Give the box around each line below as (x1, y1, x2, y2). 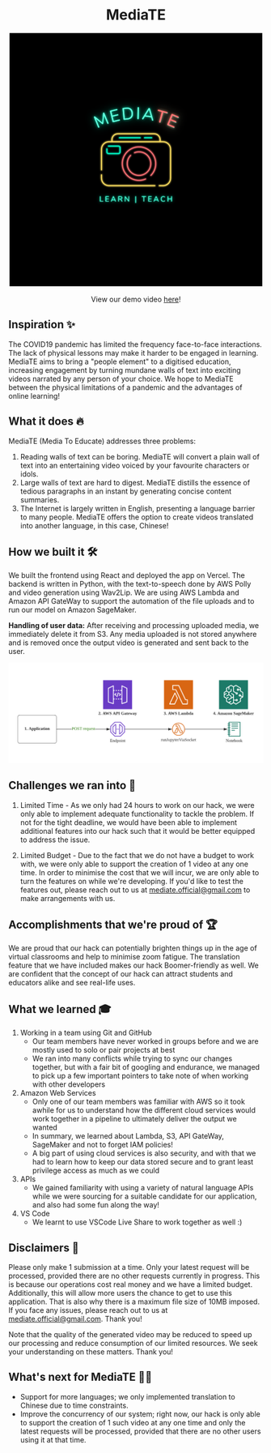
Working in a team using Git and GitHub (19, 1028, 152, 1038)
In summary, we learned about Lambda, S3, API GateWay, (32, 1131, 225, 1141)
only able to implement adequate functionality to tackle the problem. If (19, 809, 255, 818)
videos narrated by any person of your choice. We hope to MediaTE (8, 374, 235, 383)
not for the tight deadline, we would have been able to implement (19, 817, 237, 827)
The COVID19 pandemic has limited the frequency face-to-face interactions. (8, 339, 263, 349)
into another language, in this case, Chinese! (19, 520, 169, 530)
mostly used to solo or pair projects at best (32, 1045, 176, 1055)
